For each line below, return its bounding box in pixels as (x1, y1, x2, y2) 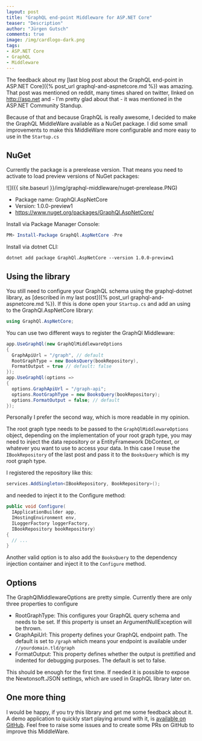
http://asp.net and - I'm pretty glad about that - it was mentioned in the (6, 95, 182, 103)
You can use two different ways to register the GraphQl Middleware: (6, 329, 175, 336)
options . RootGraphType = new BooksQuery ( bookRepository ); (11, 391, 161, 398)
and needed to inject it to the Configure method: (6, 492, 126, 499)
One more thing (6, 693, 66, 703)
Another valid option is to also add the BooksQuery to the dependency (6, 554, 178, 561)
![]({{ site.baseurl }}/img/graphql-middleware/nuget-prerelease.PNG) (6, 184, 178, 192)
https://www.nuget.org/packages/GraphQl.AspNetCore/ (14, 209, 154, 216)
